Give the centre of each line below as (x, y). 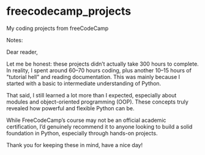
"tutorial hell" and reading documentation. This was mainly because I (93, 77)
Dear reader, (22, 52)
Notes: (15, 40)
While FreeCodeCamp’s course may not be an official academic (86, 120)
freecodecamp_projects (69, 11)
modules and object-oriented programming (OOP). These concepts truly (97, 102)
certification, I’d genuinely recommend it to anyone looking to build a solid (99, 126)
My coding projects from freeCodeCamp (58, 28)
